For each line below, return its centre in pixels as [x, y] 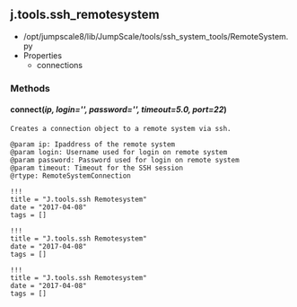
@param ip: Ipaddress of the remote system [93, 144]
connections [60, 65]
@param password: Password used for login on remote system [125, 160]
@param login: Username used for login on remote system [119, 152]
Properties [42, 55]
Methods [30, 88]
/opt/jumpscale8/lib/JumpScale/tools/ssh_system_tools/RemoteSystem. [156, 36]
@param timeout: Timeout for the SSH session [96, 168]
